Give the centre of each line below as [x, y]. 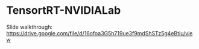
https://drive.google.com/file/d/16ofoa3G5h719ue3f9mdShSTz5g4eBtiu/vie [99, 33]
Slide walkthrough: [30, 27]
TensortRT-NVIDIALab [64, 10]
